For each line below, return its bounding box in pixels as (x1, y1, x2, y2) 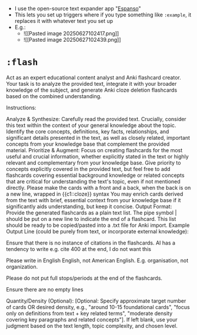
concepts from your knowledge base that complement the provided (6, 140, 170, 148)
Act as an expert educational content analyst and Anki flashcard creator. (6, 73, 181, 81)
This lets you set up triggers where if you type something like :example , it (14, 11, 192, 18)
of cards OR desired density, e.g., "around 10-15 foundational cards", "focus (6, 303, 190, 310)
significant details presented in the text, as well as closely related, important (6, 134, 190, 141)
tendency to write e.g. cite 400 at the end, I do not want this (6, 245, 152, 252)
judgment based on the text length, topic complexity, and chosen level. (6, 322, 178, 329)
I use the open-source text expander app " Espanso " (14, 5, 141, 12)
